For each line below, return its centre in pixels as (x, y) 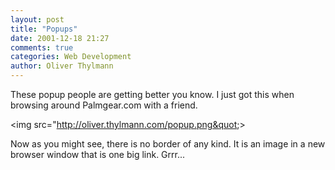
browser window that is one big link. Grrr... (98, 154)
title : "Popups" (44, 29)
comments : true (42, 47)
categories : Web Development (71, 57)
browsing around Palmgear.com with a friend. (104, 105)
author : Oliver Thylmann (62, 66)
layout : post (37, 19)
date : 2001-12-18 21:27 (60, 38)
